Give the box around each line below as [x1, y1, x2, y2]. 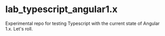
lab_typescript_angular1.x [5, 4, 118, 15]
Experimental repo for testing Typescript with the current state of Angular [5, 20, 160, 26]
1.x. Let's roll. [5, 25, 33, 31]
